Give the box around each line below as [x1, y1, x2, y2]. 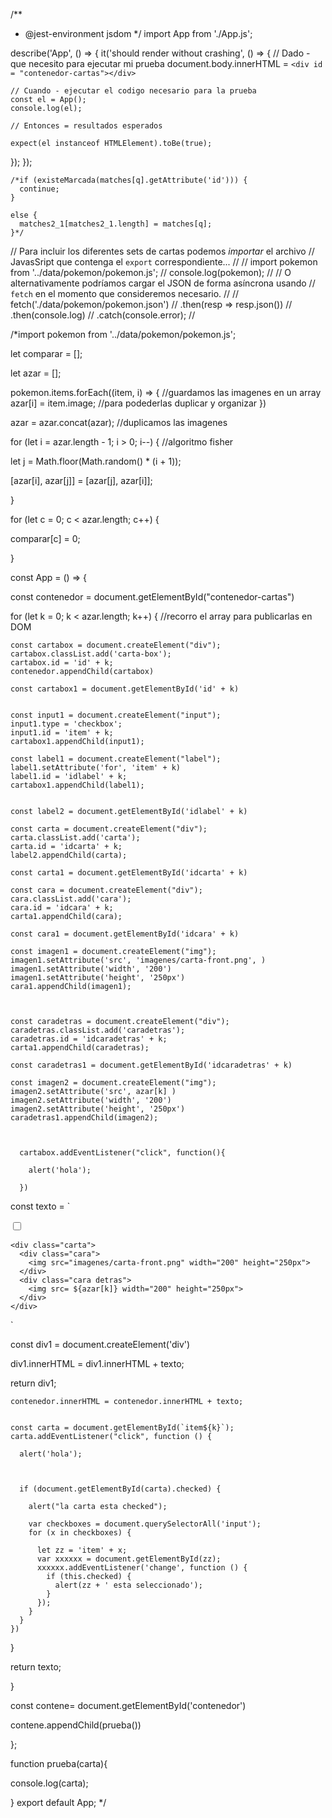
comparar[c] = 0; [10, 533, 81, 544]
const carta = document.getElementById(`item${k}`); [10, 1423, 235, 1433]
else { [10, 210, 38, 220]
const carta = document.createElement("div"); [10, 824, 208, 834]
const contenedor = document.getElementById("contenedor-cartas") [10, 591, 295, 603]
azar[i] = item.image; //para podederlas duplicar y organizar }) [10, 397, 267, 409]
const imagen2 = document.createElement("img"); [10, 1078, 217, 1088]
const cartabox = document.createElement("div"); [10, 640, 222, 650]
